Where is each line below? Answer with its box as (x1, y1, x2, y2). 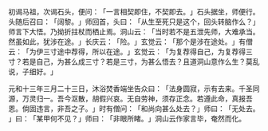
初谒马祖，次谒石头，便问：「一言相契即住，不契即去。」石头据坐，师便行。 (8, 7, 260, 16)
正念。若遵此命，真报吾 (175, 94, 253, 103)
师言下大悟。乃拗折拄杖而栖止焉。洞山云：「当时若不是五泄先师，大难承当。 (8, 27, 260, 36)
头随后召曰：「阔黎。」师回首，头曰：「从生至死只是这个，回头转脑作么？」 (8, 17, 260, 26)
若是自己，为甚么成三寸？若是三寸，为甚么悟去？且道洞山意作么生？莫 (22, 57, 253, 66)
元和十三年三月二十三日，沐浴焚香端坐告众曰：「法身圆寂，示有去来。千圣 (8, 84, 253, 93)
